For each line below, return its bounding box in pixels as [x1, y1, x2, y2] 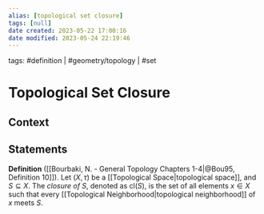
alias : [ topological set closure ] [8, 11, 124, 20]
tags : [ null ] [8, 19, 52, 27]
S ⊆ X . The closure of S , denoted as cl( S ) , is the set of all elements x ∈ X [8, 180, 250, 190]
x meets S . [8, 197, 43, 208]
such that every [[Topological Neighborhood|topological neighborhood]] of [8, 189, 256, 199]
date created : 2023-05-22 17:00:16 [8, 26, 127, 34]
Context [8, 115, 50, 129]
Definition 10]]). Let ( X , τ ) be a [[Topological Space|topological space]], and [8, 172, 257, 182]
